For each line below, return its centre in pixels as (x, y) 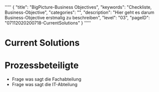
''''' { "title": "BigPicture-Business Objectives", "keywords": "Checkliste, (78, 7)
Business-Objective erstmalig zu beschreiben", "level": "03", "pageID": (77, 18)
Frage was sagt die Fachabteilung (47, 79)
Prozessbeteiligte (42, 66)
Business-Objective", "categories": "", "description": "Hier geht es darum (80, 12)
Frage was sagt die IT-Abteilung (45, 85)
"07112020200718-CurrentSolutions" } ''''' (48, 23)
